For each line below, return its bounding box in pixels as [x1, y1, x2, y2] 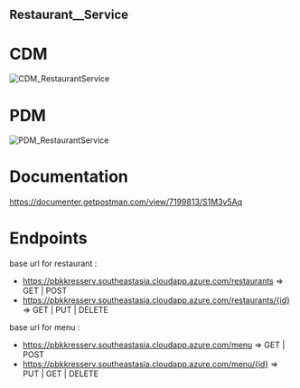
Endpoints [9, 228, 88, 249]
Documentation [9, 166, 129, 187]
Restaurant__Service [9, 7, 129, 23]
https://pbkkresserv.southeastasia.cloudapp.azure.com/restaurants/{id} [22, 295, 291, 306]
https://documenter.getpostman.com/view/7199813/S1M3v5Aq [9, 196, 242, 207]
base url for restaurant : [9, 258, 98, 270]
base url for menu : [9, 322, 80, 333]
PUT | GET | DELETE [22, 368, 99, 379]
